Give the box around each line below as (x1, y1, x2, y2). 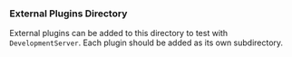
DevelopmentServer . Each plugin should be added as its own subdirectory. (9, 37, 284, 48)
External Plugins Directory (9, 7, 128, 20)
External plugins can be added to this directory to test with (9, 28, 229, 39)
